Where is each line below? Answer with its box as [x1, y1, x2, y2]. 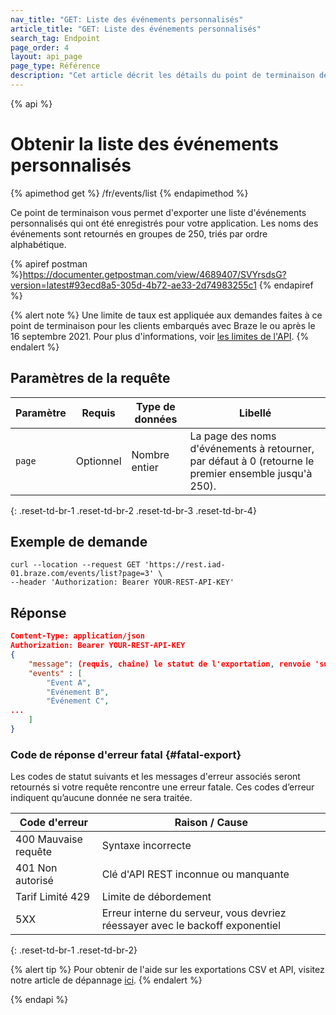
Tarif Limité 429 [15, 890, 91, 904]
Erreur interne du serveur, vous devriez [101, 906, 287, 920]
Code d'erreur [19, 816, 88, 830]
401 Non [15, 861, 58, 875]
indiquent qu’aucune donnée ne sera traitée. [10, 792, 193, 804]
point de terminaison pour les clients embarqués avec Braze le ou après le [10, 319, 316, 331]
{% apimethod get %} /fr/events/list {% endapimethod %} [10, 187, 249, 199]
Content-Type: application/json [10, 631, 145, 641]
